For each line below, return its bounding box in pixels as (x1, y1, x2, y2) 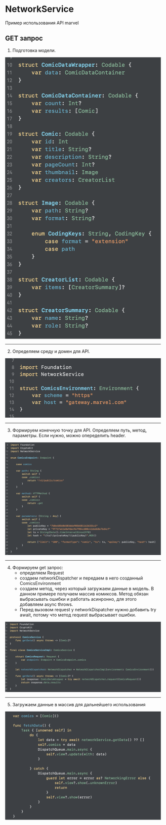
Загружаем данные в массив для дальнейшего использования (12, 702, 146, 708)
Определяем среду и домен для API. (12, 348, 90, 354)
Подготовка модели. (12, 47, 56, 53)
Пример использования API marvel (5, 20, 79, 26)
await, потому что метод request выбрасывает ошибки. (19, 612, 136, 618)
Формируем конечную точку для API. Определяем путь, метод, (12, 427, 147, 434)
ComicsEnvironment (19, 580, 61, 586)
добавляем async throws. (19, 601, 73, 607)
